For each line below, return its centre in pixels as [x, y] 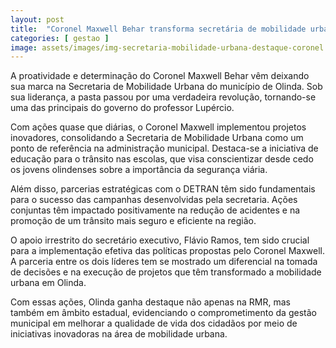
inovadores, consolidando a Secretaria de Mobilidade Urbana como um [157, 138]
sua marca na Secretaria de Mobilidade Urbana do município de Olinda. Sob [166, 87]
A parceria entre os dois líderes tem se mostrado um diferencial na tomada [164, 262]
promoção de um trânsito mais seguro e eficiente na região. [133, 221]
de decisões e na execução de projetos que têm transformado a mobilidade [166, 272]
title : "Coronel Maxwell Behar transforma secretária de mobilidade [158, 29]
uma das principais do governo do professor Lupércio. [122, 108]
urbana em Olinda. [48, 283]
